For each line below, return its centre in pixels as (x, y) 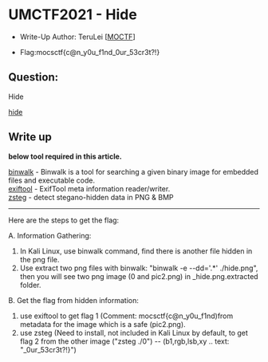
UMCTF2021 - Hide (73, 15)
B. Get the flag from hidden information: (74, 300)
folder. (30, 285)
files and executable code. (52, 180)
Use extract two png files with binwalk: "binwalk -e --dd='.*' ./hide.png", (139, 268)
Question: (33, 77)
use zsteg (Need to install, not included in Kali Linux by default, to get (134, 332)
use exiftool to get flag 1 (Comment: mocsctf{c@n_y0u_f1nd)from (126, 316)
